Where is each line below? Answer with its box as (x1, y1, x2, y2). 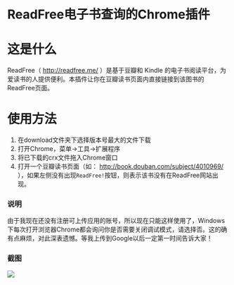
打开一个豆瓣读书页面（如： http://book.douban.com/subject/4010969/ (17, 162, 223, 171)
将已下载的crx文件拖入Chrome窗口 (17, 153, 118, 162)
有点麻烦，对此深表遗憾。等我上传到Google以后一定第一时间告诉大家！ (7, 234, 213, 243)
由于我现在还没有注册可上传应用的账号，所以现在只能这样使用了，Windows (7, 217, 226, 225)
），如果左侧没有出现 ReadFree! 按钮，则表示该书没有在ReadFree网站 (17, 171, 212, 180)
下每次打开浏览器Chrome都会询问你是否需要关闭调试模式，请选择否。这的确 (7, 225, 228, 234)
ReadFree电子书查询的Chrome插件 (7, 6, 211, 23)
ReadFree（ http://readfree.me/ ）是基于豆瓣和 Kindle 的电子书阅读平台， (7, 66, 220, 75)
